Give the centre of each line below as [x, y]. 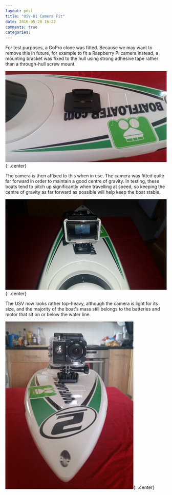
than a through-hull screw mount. [40, 64]
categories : [18, 33]
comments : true [21, 27]
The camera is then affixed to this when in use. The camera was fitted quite [85, 176]
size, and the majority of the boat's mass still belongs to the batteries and [83, 309]
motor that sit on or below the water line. [48, 315]
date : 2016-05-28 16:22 [31, 22]
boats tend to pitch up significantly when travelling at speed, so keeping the [85, 187]
